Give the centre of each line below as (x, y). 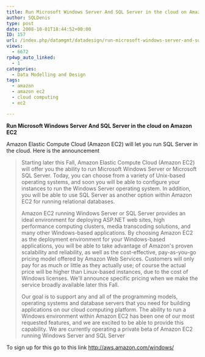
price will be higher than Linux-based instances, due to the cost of (105, 271)
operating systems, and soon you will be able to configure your (100, 182)
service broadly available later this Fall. (70, 284)
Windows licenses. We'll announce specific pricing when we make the (110, 278)
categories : (21, 69)
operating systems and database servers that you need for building (106, 303)
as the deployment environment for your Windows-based (93, 239)
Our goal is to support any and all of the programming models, (99, 296)
